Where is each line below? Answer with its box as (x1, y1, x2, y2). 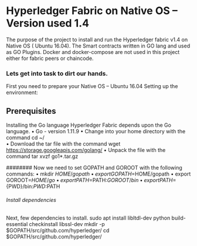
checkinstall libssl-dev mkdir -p (29, 221, 105, 228)
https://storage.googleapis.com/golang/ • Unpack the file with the (6, 147, 166, 154)
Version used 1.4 (6, 16, 90, 30)
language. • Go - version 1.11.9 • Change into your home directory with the (6, 128, 186, 135)
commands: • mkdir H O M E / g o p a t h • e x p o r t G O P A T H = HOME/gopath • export (6, 170, 191, 177)
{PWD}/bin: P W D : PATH (6, 183, 60, 190)
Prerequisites (6, 106, 56, 116)
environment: (6, 89, 38, 96)
